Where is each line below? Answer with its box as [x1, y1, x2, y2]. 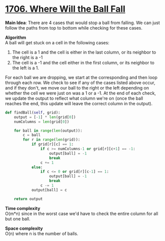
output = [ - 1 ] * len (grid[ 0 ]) [14, 115, 76, 120]
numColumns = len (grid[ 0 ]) [14, 119, 69, 124]
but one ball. [5, 215, 31, 222]
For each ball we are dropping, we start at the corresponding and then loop [5, 74, 158, 80]
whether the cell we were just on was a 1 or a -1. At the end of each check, [5, 90, 156, 96]
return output [14, 196, 43, 201]
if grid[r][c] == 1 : [31, 142, 74, 147]
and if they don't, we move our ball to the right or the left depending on [5, 85, 149, 90]
